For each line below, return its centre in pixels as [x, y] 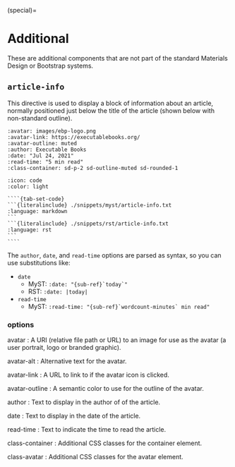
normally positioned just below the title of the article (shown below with [111, 110]
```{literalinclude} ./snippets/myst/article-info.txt [90, 205]
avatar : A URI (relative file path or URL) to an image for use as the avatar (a [117, 340]
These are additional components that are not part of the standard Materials [117, 58]
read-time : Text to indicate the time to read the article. [87, 430]
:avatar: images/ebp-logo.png [52, 131]
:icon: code [25, 180]
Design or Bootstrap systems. [50, 66]
